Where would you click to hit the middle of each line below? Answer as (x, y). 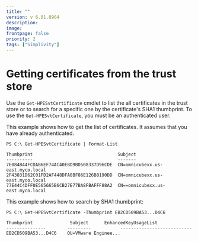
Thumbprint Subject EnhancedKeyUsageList (82, 222)
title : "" (18, 12)
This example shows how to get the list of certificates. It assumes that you (97, 127)
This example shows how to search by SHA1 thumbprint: (75, 201)
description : (22, 22)
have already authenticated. (40, 133)
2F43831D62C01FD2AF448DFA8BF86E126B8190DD (59, 175)
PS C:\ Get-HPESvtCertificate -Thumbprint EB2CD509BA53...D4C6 (86, 212)
